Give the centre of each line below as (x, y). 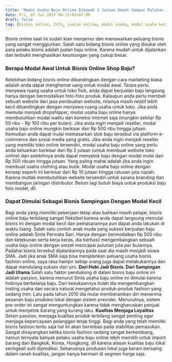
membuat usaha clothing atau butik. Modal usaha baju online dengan (78, 166)
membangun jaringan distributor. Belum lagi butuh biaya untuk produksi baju (86, 183)
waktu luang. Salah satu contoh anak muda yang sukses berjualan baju (80, 229)
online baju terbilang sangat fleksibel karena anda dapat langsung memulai (84, 218)
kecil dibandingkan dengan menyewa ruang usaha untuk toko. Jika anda (81, 107)
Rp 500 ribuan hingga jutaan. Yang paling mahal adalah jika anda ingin (79, 161)
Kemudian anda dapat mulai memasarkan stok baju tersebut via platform (82, 134)
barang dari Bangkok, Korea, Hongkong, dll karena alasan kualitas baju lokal (85, 343)
